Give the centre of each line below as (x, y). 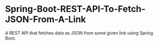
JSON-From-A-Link (46, 19)
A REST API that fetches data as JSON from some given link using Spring (79, 33)
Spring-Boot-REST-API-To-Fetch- (75, 9)
